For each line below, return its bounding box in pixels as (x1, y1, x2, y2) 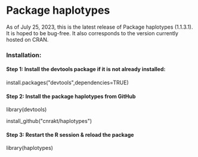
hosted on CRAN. (6, 36, 49, 43)
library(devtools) (6, 106, 47, 113)
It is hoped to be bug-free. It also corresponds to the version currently (6, 29, 179, 36)
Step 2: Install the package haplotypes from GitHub (6, 93, 136, 100)
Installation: (6, 51, 42, 59)
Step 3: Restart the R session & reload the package (6, 131, 134, 138)
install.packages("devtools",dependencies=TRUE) (6, 79, 129, 87)
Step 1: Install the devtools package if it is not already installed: (6, 66, 166, 73)
